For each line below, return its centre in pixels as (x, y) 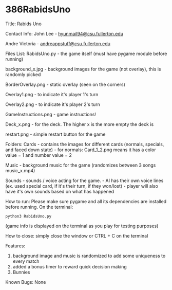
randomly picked (23, 74)
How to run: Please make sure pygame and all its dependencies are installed (86, 201)
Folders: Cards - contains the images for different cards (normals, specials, (85, 144)
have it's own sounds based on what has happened (60, 191)
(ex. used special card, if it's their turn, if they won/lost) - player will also (82, 186)
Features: (15, 246)
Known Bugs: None (26, 282)
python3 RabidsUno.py (28, 216)
